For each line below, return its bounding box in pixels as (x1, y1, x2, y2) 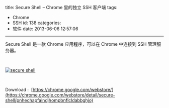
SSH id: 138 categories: (12, 20, 61, 26)
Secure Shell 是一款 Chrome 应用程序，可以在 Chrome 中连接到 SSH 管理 (5, 41, 157, 47)
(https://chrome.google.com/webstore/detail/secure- (5, 92, 115, 98)
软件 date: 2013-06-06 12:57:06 (12, 26, 78, 32)
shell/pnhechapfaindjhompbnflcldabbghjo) (5, 97, 94, 103)
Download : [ (5, 87, 33, 92)
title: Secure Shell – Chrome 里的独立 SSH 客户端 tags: (5, 5, 118, 10)
